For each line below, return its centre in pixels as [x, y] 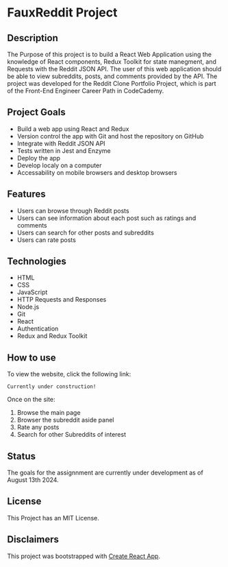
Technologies [37, 262]
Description [33, 38]
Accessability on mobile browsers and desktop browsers [97, 172]
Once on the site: [31, 400]
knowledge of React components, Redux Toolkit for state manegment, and [112, 62]
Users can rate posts [47, 240]
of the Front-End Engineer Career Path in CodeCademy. [86, 91]
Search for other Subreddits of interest [72, 435]
